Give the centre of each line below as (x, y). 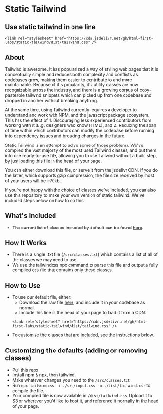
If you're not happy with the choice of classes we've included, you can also (81, 190)
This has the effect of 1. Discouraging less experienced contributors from (78, 120)
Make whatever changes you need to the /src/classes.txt (71, 380)
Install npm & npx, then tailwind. (44, 375)
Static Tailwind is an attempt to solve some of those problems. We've (74, 145)
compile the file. (28, 391)
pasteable (15, 95)
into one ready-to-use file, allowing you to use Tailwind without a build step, (81, 155)
